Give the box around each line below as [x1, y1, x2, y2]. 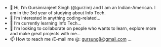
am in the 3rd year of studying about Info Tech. [9, 10, 106, 16]
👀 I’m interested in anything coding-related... [9, 15, 101, 21]
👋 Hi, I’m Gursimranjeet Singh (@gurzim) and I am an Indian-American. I [9, 5, 156, 10]
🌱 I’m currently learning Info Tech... [9, 20, 81, 26]
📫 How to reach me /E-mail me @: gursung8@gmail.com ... [9, 36, 132, 42]
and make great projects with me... [9, 31, 80, 36]
